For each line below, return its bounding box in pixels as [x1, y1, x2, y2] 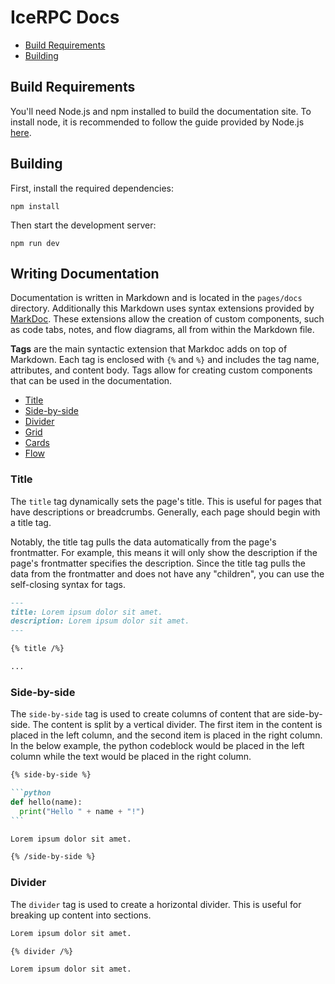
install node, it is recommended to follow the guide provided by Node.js [10, 116, 305, 128]
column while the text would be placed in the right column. [10, 751, 252, 763]
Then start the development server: [10, 219, 157, 231]
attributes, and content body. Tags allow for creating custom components [10, 364, 313, 376]
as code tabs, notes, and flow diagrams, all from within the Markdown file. [10, 324, 315, 336]
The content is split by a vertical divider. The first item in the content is [32, 719, 323, 731]
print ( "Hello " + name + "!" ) [19, 806, 145, 816]
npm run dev [10, 238, 60, 248]
